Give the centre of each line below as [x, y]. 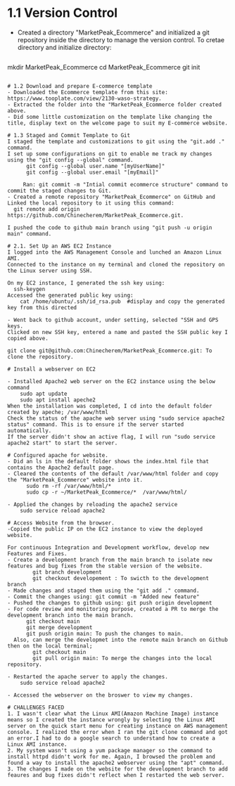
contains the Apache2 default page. [61, 468]
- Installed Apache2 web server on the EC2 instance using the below [112, 381]
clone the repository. [40, 356]
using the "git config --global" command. [70, 160]
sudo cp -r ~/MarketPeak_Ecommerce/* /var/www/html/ [107, 492]
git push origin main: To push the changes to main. [105, 633]
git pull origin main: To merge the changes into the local [122, 658]
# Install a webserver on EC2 [52, 369]
